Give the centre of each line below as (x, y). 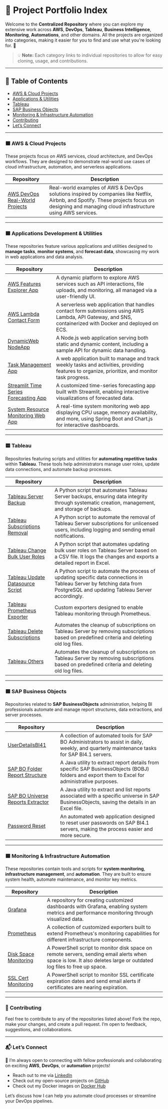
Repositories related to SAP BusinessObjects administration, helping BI (79, 704)
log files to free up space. (77, 967)
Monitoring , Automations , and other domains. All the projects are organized (84, 35)
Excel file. (71, 808)
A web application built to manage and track (107, 359)
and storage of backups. (83, 509)
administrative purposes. (89, 781)
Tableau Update (26, 577)
